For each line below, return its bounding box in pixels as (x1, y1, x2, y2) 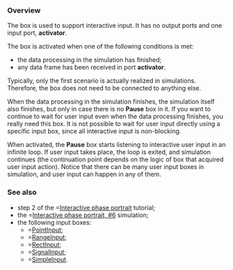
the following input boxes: (17, 218, 92, 226)
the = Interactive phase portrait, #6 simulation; (17, 211, 149, 219)
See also (7, 187, 37, 197)
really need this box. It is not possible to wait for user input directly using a (7, 120, 220, 128)
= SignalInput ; (27, 248, 67, 256)
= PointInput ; (27, 225, 64, 234)
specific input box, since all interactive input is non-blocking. (7, 127, 182, 136)
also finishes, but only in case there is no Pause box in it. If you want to (7, 105, 211, 113)
